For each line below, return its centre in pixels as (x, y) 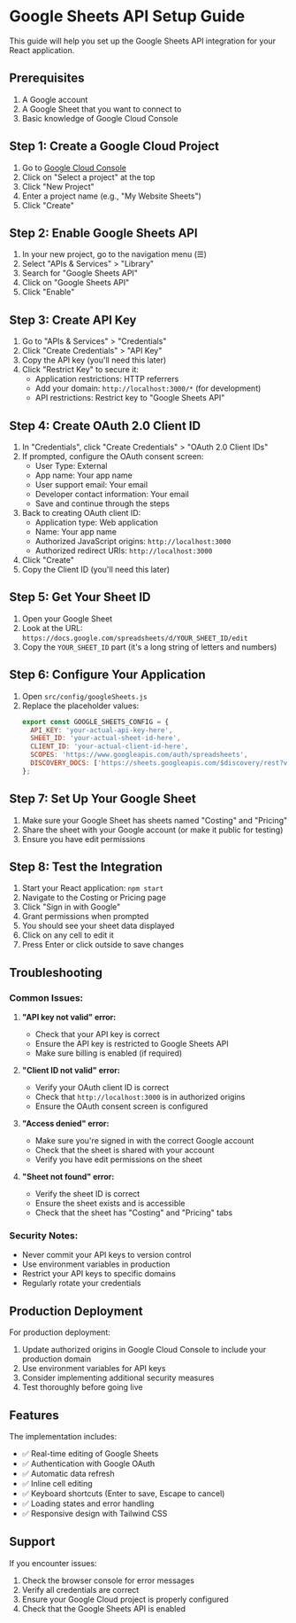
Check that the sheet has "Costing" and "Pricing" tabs (133, 1213)
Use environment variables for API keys (94, 1369)
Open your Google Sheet (67, 619)
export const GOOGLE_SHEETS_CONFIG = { (95, 722)
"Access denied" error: (65, 1124)
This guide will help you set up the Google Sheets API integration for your (143, 41)
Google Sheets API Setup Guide (127, 16)
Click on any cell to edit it (68, 935)
